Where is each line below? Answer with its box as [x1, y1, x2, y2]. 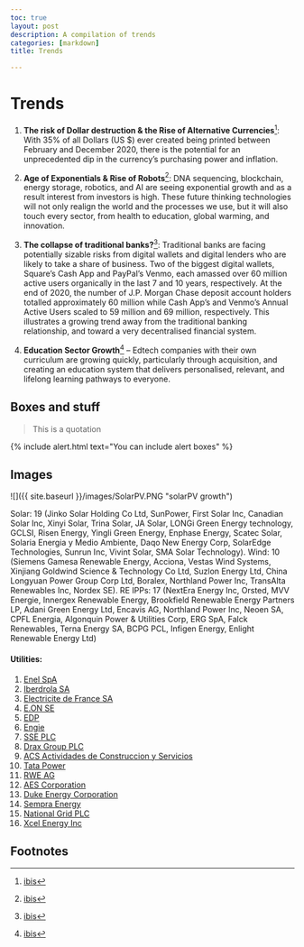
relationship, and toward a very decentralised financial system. [23, 326, 257, 336]
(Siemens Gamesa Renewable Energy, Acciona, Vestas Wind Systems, [10, 556, 272, 567]
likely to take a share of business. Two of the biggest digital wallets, [23, 259, 275, 270]
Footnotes [10, 843, 69, 859]
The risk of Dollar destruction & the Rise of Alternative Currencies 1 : [23, 124, 281, 135]
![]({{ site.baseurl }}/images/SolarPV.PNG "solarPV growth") [10, 491, 234, 501]
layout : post [10, 22, 60, 31]
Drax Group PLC [23, 740, 84, 751]
